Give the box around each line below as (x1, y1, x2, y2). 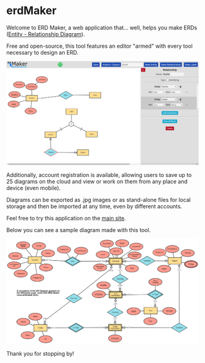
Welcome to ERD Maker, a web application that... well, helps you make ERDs (6, 24, 197, 31)
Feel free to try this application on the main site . (6, 215, 126, 222)
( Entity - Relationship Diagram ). (6, 30, 85, 37)
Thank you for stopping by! (6, 350, 74, 357)
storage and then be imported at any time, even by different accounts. (6, 203, 182, 210)
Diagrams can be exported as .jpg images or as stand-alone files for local (6, 196, 191, 204)
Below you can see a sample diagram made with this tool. (6, 226, 151, 234)
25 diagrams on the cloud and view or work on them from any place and (6, 178, 188, 185)
